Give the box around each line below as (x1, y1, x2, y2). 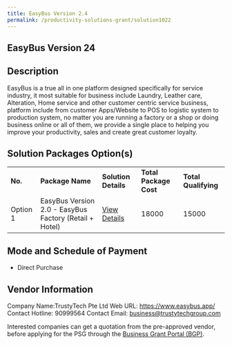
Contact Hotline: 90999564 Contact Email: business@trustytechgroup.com (7, 309, 221, 317)
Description (7, 66, 59, 77)
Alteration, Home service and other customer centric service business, (7, 98, 209, 107)
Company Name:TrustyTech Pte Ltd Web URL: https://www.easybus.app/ (7, 302, 215, 310)
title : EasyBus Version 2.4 (7, 10, 88, 17)
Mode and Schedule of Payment (7, 245, 148, 257)
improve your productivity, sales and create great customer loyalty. (7, 128, 198, 136)
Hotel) (40, 221, 61, 231)
